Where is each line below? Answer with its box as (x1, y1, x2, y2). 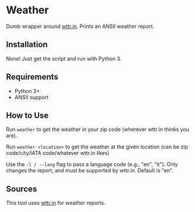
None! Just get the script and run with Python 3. (6, 55, 121, 62)
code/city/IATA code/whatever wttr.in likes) (6, 150, 110, 157)
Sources (6, 184, 37, 194)
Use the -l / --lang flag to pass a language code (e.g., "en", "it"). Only (6, 161, 178, 168)
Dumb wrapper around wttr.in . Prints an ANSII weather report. (6, 23, 155, 30)
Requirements (6, 72, 58, 82)
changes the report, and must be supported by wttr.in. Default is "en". (6, 167, 174, 174)
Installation (6, 40, 48, 50)
